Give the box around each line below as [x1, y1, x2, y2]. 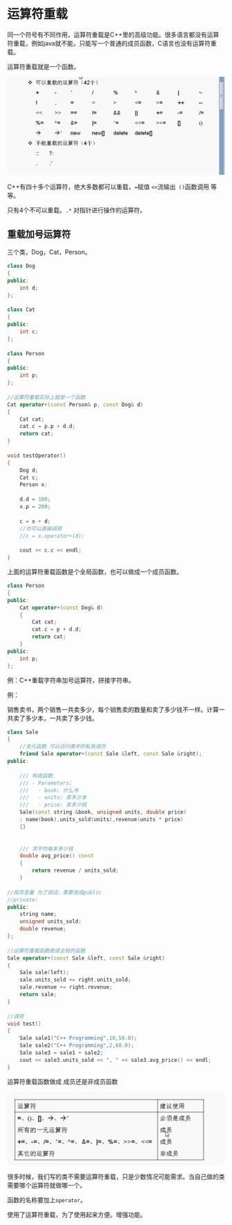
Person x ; [19, 481, 48, 488]
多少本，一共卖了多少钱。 [25, 713, 98, 722]
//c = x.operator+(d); [19, 532, 85, 539]
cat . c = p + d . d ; [32, 626, 81, 633]
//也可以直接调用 [19, 525, 62, 532]
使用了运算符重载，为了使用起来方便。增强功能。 [7, 1210, 146, 1219]
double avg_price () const [19, 852, 95, 859]
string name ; [19, 910, 57, 918]
